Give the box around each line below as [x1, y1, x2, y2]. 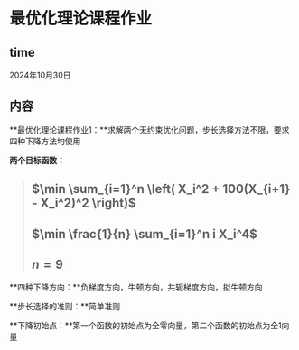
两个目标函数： [9, 154, 65, 165]
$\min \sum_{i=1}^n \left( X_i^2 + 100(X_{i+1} [31, 181, 291, 197]
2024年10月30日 [9, 69, 71, 80]
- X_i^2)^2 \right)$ [31, 196, 137, 211]
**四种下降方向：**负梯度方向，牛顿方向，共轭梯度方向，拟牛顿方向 [9, 281, 264, 293]
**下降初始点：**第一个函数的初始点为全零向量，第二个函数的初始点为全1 [9, 320, 282, 331]
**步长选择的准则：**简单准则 [9, 301, 121, 312]
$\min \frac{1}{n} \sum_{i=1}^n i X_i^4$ [31, 226, 257, 242]
